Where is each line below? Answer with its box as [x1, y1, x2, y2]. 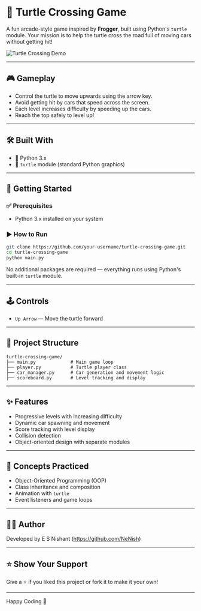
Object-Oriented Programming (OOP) [14, 477, 106, 484]
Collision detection [14, 432, 61, 439]
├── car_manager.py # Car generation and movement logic [6, 369, 165, 376]
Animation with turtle [14, 490, 70, 497]
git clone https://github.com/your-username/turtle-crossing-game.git [6, 244, 186, 250]
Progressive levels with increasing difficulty [14, 412, 123, 420]
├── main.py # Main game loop [6, 359, 114, 365]
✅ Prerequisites [6, 201, 53, 209]
